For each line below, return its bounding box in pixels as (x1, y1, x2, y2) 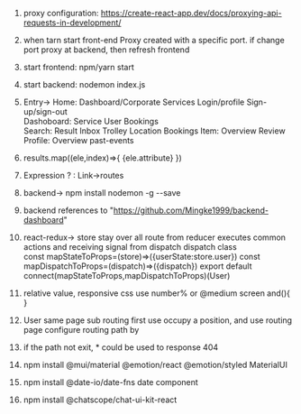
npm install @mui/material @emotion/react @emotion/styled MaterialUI (23, 360, 287, 370)
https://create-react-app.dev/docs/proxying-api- (100, 8, 282, 18)
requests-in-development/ (23, 17, 122, 28)
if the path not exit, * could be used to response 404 (23, 342, 219, 353)
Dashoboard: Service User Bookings (23, 116, 159, 126)
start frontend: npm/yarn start (23, 62, 134, 72)
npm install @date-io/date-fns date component (23, 377, 199, 387)
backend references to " (23, 205, 114, 216)
